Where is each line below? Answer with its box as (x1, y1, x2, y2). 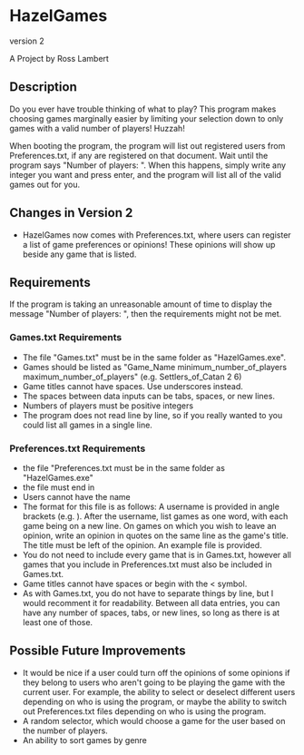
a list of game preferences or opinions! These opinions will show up (22, 239, 276, 250)
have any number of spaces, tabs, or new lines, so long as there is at (22, 607, 279, 618)
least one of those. (22, 616, 93, 627)
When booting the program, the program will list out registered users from (9, 140, 286, 151)
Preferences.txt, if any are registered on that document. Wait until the (9, 150, 269, 161)
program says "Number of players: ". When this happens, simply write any (9, 160, 287, 171)
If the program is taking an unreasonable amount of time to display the (9, 299, 272, 309)
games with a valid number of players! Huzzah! (9, 123, 186, 133)
